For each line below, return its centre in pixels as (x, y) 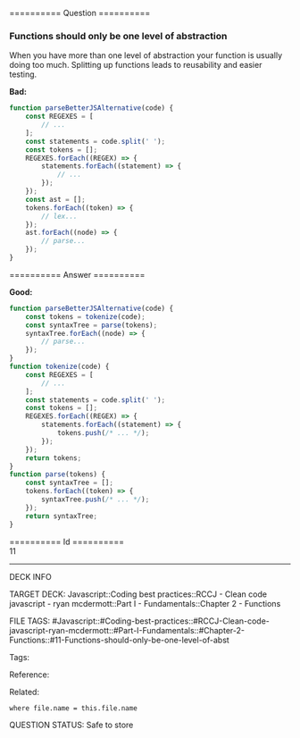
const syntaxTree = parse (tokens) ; (92, 325)
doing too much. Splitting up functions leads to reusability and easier (136, 65)
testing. (23, 74)
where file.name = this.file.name (74, 708)
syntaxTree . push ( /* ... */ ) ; (96, 499)
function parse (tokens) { (57, 474)
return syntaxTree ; (62, 516)
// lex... (59, 216)
